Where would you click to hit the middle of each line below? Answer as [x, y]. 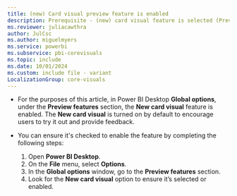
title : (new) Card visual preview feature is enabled [88, 14]
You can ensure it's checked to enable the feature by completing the [117, 135]
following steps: [41, 143]
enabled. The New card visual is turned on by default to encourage [115, 114]
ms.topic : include [34, 60]
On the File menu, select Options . [77, 164]
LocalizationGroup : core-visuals [56, 79]
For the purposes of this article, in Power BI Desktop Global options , [117, 99]
